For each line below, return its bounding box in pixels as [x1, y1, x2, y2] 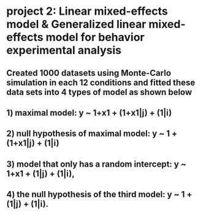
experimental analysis [6, 43, 121, 58]
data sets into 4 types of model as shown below [6, 87, 192, 97]
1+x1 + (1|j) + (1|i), [6, 168, 75, 179]
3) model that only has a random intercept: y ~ [6, 159, 187, 169]
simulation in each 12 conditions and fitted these [6, 77, 195, 88]
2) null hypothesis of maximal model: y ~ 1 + [6, 129, 178, 139]
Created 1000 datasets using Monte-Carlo [6, 67, 172, 78]
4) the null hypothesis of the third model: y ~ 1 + [6, 189, 192, 200]
